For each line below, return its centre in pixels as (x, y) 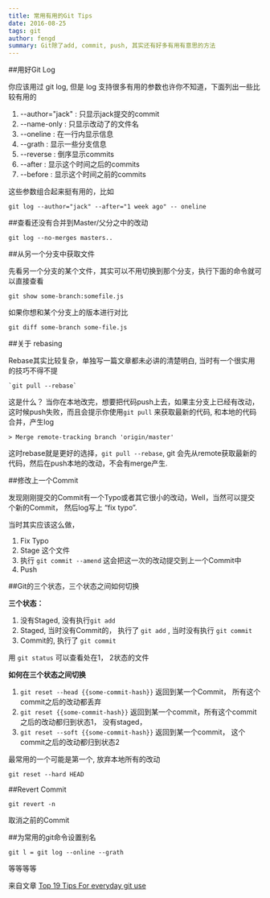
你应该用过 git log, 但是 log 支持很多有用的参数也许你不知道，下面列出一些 (131, 87)
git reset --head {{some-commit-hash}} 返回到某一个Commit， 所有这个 (140, 692)
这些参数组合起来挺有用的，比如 (61, 192)
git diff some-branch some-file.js (68, 328)
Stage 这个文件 (45, 550)
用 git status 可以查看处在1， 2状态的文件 (79, 658)
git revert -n (32, 805)
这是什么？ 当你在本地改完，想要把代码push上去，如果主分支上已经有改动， (134, 402)
